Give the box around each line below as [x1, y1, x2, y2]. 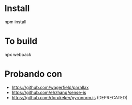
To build [4, 36, 38, 47]
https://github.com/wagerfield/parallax [11, 84, 89, 90]
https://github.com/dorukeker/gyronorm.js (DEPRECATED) [11, 94, 128, 100]
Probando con [4, 68, 62, 79]
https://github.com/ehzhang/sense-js [11, 90, 87, 95]
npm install [4, 19, 27, 25]
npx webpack [4, 52, 32, 57]
